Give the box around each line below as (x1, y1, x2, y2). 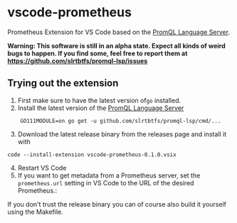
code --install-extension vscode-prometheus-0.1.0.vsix (7, 151, 177, 158)
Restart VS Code (17, 163, 67, 172)
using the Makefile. (7, 207, 64, 216)
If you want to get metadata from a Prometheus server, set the (17, 171, 201, 180)
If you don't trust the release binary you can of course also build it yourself (7, 200, 226, 208)
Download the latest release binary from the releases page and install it (17, 129, 226, 138)
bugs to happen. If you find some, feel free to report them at (7, 49, 188, 58)
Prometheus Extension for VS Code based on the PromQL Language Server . (7, 28, 230, 36)
